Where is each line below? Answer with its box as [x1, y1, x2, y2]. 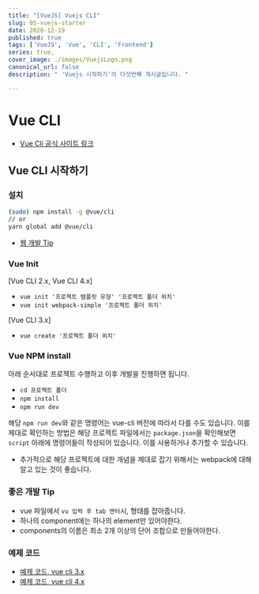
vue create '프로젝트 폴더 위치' [19, 332, 117, 340]
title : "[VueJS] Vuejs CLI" [8, 11, 101, 20]
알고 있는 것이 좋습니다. [19, 464, 92, 475]
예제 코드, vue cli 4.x [19, 577, 85, 586]
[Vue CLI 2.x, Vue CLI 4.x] [8, 276, 93, 286]
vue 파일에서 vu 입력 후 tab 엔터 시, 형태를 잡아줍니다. [19, 505, 186, 515]
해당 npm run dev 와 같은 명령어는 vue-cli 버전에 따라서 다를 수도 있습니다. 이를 [8, 418, 250, 428]
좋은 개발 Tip [8, 486, 55, 498]
